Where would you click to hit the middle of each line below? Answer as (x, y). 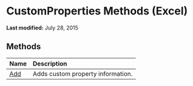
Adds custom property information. (83, 73)
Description (50, 63)
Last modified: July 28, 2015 (42, 28)
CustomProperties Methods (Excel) (97, 11)
